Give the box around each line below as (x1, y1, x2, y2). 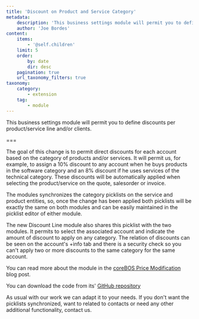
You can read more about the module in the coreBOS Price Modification (6, 264, 181, 272)
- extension (27, 91, 57, 97)
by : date (27, 58, 49, 64)
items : (17, 36, 33, 42)
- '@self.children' (27, 42, 76, 48)
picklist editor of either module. (6, 210, 82, 217)
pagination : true (17, 69, 60, 75)
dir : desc (27, 63, 52, 70)
